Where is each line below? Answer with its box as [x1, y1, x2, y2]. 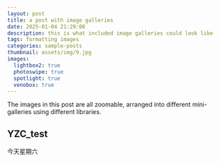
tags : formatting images [7, 36, 79, 43]
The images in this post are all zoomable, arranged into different [7, 100, 191, 108]
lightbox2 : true [13, 62, 61, 69]
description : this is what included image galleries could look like [7, 29, 214, 37]
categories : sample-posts [7, 42, 82, 49]
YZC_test [7, 128, 48, 140]
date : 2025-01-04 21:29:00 [7, 23, 86, 30]
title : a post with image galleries [7, 17, 113, 24]
